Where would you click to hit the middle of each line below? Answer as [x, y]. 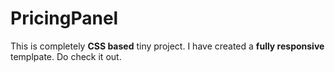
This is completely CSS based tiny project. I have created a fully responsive [167, 46]
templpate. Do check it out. [66, 56]
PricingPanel [64, 18]
